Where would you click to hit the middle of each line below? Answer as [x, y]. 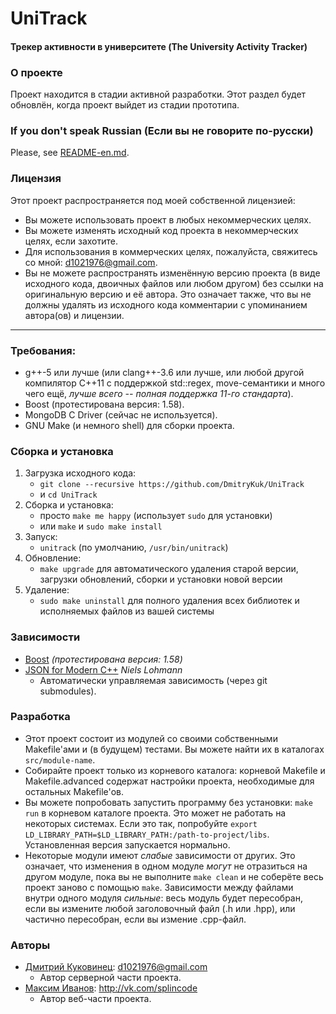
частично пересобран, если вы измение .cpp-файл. [135, 919]
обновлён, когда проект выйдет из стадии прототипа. [125, 105]
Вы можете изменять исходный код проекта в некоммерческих [161, 230]
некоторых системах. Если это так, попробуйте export [141, 823]
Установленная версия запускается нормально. [127, 844]
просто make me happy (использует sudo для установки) [156, 516]
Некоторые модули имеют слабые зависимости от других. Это [160, 855]
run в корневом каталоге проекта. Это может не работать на [155, 813]
